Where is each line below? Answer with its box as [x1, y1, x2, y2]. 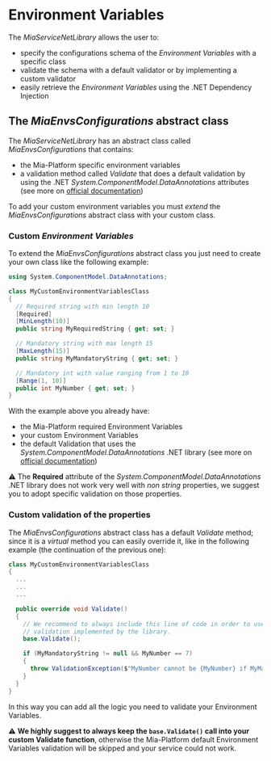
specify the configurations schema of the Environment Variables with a [19, 48, 256, 57]
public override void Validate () [15, 604, 128, 613]
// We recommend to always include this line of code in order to [23, 620, 251, 628]
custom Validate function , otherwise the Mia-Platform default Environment [8, 734, 259, 744]
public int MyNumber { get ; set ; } [15, 384, 135, 393]
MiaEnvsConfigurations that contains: [8, 144, 134, 154]
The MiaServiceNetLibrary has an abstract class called [8, 136, 191, 145]
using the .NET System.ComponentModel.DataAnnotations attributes [19, 177, 250, 187]
